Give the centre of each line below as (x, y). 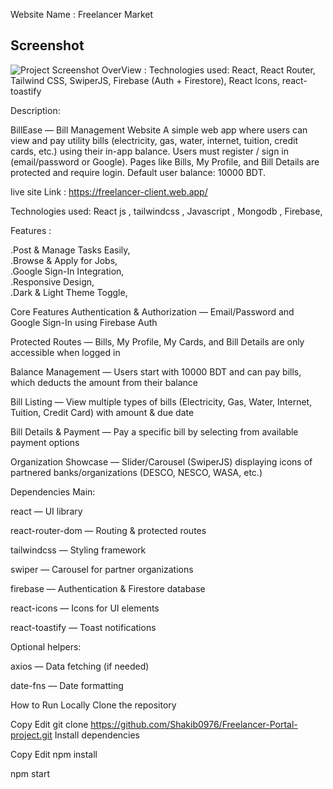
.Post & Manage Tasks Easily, (70, 250)
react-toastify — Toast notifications (83, 627)
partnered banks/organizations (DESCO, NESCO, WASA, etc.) (136, 472)
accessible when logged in (65, 352)
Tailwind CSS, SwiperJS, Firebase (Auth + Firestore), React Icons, (145, 80)
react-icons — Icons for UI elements (85, 608)
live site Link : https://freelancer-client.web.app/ (109, 191)
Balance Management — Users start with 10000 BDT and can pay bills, (156, 371)
